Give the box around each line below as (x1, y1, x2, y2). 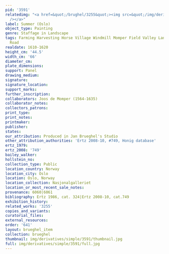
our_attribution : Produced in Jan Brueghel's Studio (5, 134, 118, 139)
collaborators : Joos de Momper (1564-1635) (5, 96, 98, 101)
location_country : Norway (5, 166, 59, 172)
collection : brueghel (5, 232, 51, 237)
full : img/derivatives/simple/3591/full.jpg (5, 241, 100, 246)
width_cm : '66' (5, 54, 37, 59)
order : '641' (5, 222, 33, 228)
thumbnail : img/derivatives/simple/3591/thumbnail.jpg (5, 236, 123, 241)
